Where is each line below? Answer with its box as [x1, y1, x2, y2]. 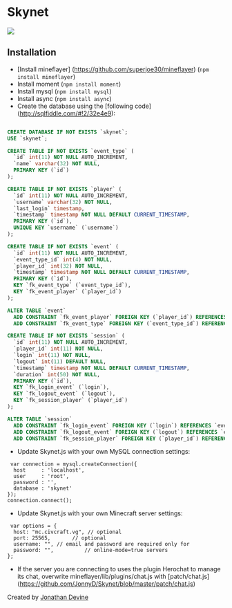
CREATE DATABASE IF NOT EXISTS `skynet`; [7, 129, 128, 136]
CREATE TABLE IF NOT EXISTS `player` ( [7, 185, 122, 192]
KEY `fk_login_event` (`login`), [13, 384, 110, 391]
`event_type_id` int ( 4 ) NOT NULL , [13, 256, 113, 263]
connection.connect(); [7, 497, 72, 504]
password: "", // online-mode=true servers [13, 547, 168, 554]
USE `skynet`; [7, 135, 48, 142]
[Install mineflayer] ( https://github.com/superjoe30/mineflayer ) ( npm [17, 65, 209, 73]
